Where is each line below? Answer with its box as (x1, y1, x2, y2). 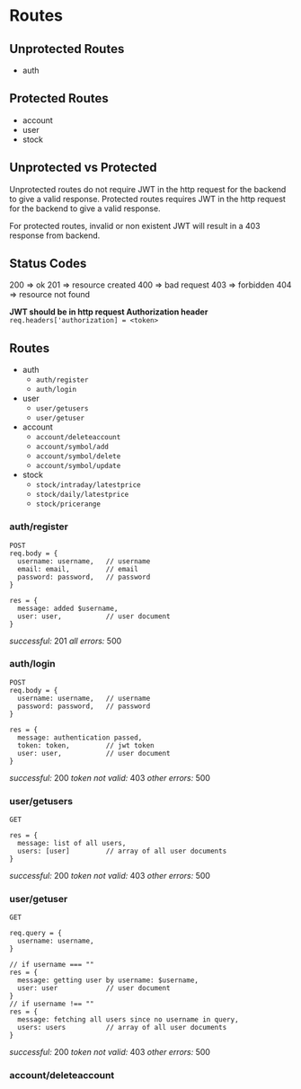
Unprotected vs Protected (9, 160, 157, 175)
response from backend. (9, 230, 101, 241)
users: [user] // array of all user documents (17, 846, 227, 856)
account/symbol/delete (35, 452, 121, 461)
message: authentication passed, (17, 733, 143, 742)
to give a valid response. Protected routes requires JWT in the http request (9, 193, 286, 204)
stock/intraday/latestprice (35, 481, 141, 490)
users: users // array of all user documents (17, 1023, 227, 1032)
